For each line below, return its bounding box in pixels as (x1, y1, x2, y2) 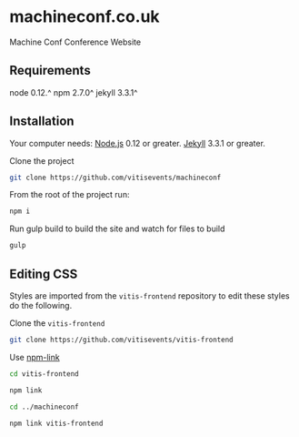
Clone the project (9, 155, 75, 166)
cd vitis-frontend (9, 369, 79, 379)
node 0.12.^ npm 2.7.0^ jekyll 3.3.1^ (9, 86, 138, 97)
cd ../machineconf (9, 402, 79, 412)
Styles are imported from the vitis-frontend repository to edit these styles (9, 290, 290, 301)
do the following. (9, 300, 73, 310)
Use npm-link (9, 351, 61, 362)
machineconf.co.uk (9, 6, 161, 27)
